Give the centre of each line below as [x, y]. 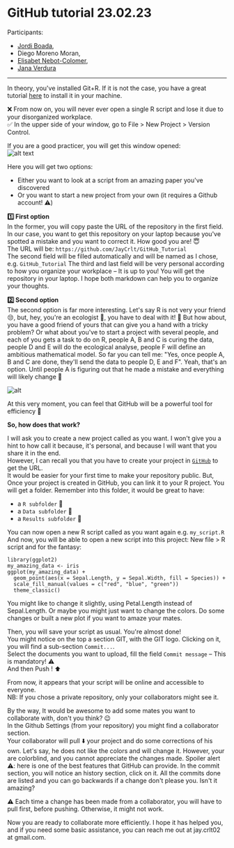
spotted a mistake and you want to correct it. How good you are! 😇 [103, 241]
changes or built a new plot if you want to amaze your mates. [95, 618]
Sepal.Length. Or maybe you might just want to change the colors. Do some [116, 611]
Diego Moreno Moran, [49, 53]
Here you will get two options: [50, 166]
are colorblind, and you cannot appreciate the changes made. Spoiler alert [114, 758]
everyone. [22, 689]
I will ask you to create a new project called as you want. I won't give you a [114, 438]
